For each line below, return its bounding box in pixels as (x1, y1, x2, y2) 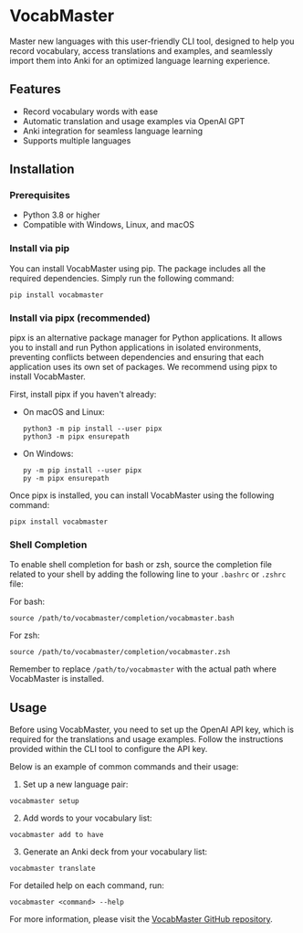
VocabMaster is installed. (9, 673, 105, 684)
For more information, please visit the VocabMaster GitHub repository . (9, 914, 274, 925)
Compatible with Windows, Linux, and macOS (22, 219, 194, 230)
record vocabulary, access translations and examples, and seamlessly (9, 45, 274, 56)
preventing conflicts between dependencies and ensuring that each (9, 352, 265, 363)
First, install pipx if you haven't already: (9, 389, 157, 400)
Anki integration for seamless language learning (22, 125, 204, 136)
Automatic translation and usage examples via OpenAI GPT (22, 115, 246, 126)
